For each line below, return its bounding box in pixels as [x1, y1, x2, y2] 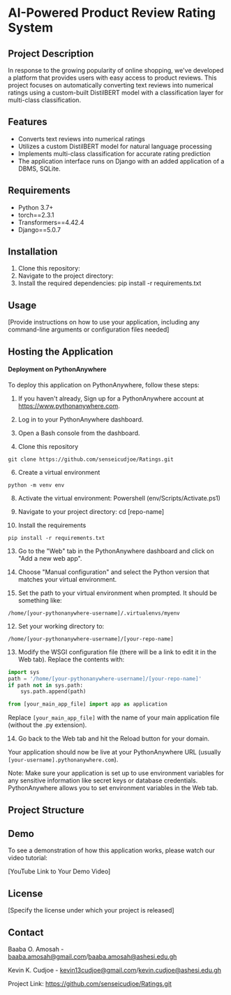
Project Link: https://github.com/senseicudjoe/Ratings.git [8, 980, 172, 988]
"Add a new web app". [17, 554, 82, 562]
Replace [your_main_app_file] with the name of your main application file [8, 713, 220, 722]
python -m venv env [8, 481, 65, 489]
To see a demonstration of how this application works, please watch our [8, 846, 215, 854]
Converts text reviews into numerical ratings [17, 134, 145, 143]
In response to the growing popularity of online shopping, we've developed [8, 66, 224, 74]
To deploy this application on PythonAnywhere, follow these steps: [8, 380, 200, 389]
